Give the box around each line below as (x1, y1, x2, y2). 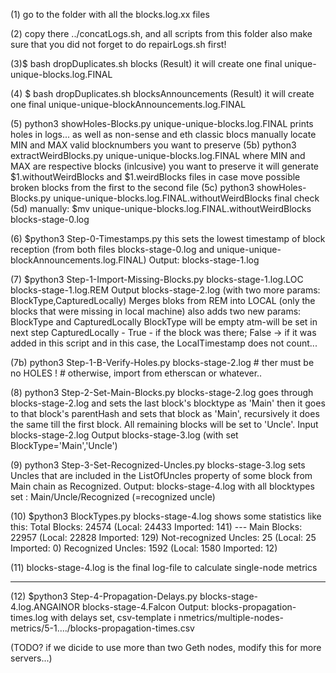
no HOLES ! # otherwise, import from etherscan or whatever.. (10, 367, 263, 379)
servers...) (10, 652, 53, 664)
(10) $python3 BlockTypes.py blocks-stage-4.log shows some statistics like (10, 510, 322, 522)
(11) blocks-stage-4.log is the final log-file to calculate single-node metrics (10, 562, 318, 573)
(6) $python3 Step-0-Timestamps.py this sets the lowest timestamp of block (10, 233, 326, 244)
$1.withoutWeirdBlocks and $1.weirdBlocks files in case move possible (10, 171, 301, 183)
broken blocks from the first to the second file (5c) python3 (10, 182, 255, 193)
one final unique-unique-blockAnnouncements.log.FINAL (10, 99, 247, 110)
